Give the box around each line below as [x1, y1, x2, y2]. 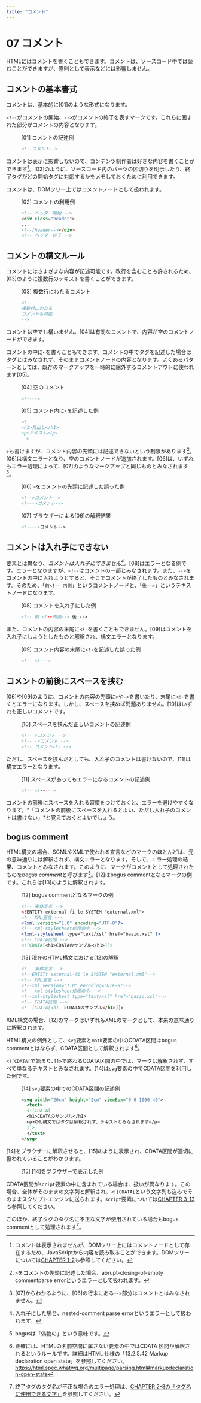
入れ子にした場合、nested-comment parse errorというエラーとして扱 [14, 1310, 187, 1317]
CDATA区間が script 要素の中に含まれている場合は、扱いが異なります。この [6, 1180, 191, 1187]
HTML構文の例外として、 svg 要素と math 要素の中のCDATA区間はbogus [6, 1036, 178, 1044]
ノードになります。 [11, 589, 59, 597]
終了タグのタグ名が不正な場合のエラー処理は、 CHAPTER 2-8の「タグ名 [14, 1383, 192, 1390]
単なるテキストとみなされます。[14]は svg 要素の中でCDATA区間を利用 [16, 1065, 187, 1072]
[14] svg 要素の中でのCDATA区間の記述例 [21, 1085, 121, 1092]
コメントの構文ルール [6, 250, 85, 261]
